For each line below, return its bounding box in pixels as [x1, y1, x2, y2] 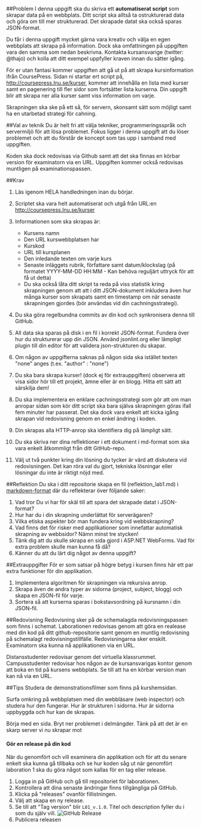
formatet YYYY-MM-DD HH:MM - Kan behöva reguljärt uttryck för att [23, 268, 194, 275]
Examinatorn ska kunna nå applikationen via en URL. [6, 642, 136, 649]
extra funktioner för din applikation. [6, 568, 93, 574]
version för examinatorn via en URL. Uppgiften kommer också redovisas [6, 159, 184, 165]
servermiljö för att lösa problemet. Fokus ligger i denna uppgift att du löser [6, 128, 190, 135]
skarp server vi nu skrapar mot [6, 727, 82, 733]
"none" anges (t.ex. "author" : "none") [14, 360, 109, 367]
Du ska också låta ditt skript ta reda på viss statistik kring [23, 281, 165, 287]
